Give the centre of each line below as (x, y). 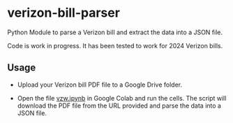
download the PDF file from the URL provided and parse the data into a (119, 106)
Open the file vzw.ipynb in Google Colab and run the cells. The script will (122, 98)
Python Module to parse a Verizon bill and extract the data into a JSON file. (115, 32)
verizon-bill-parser (64, 13)
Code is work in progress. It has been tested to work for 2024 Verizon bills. (115, 45)
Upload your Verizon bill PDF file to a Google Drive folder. (100, 85)
